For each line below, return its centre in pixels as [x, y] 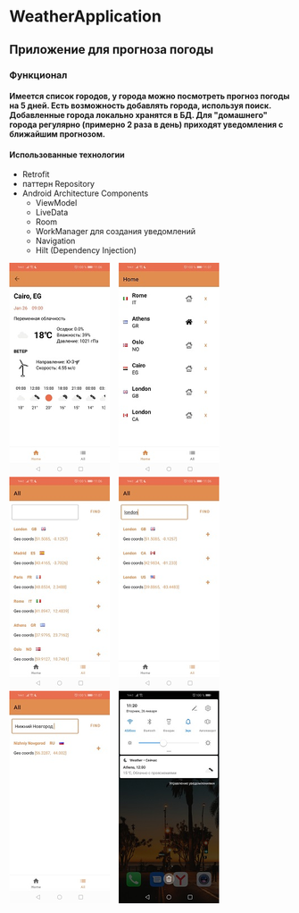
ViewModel [56, 203]
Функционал [38, 75]
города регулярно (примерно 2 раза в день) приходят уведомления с [146, 125]
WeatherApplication [86, 17]
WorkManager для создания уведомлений [116, 232]
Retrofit [36, 174]
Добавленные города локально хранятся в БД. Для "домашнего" [138, 115]
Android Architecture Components [85, 193]
